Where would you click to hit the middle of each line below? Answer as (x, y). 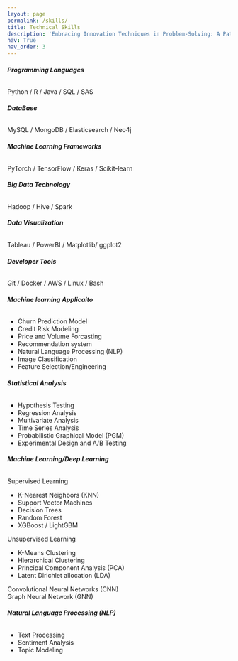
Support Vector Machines (55, 503)
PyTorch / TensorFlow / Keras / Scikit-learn (70, 168)
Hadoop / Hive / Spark (40, 206)
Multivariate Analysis (48, 420)
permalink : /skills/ (38, 21)
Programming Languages (46, 70)
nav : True (22, 41)
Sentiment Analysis (46, 643)
